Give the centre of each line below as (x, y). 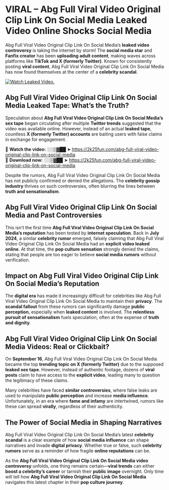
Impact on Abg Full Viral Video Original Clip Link (82, 276)
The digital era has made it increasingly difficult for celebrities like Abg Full (83, 296)
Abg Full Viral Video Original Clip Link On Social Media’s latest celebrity (79, 434)
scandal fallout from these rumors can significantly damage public (75, 307)
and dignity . (18, 323)
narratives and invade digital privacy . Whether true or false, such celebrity (83, 445)
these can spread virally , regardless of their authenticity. (64, 406)
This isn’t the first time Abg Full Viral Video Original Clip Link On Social (79, 227)
